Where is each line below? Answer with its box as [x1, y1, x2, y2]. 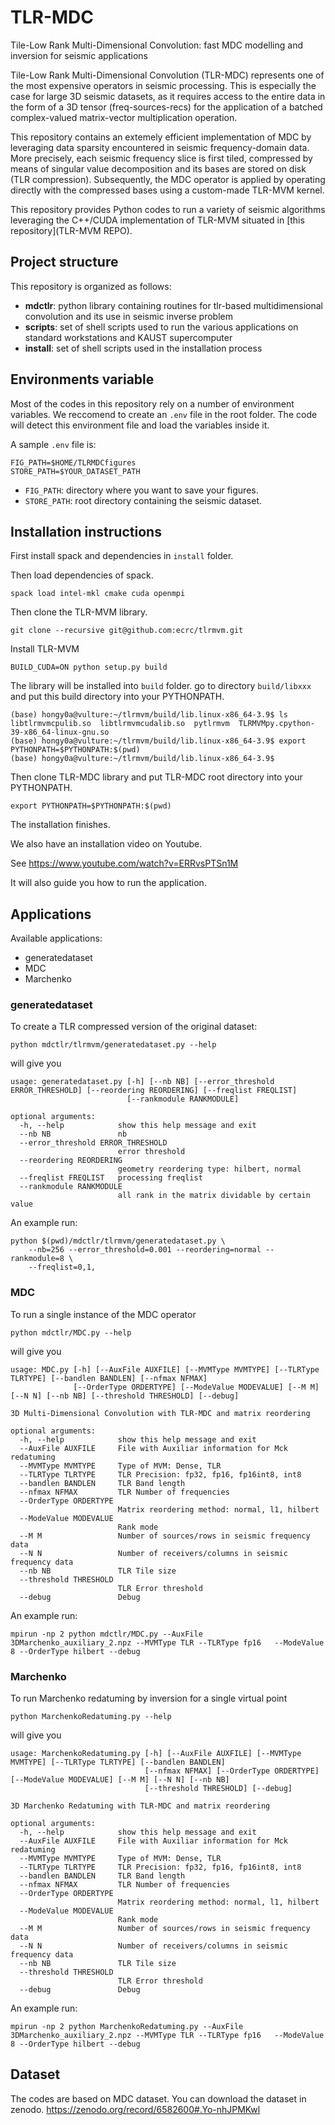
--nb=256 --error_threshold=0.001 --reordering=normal [28, 1245, 262, 1255]
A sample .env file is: [10, 438, 97, 450]
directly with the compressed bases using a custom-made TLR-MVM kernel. [10, 184, 325, 196]
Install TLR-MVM [10, 643, 80, 655]
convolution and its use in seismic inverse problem [24, 310, 233, 322]
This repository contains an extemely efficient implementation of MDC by [10, 131, 312, 143]
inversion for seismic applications [10, 49, 148, 61]
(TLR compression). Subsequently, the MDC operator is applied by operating [10, 173, 326, 185]
